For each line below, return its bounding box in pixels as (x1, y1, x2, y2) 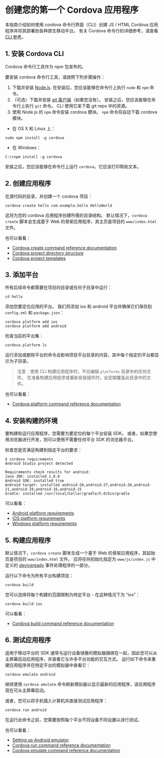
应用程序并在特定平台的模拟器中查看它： (9, 662, 91, 668)
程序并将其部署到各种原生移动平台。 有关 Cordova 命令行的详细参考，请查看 (5, 27, 159, 33)
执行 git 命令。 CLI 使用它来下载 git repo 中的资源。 (25, 103, 130, 108)
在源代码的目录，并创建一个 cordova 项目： (5, 193, 93, 199)
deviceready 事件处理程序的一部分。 (19, 562, 93, 568)
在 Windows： (12, 144, 41, 150)
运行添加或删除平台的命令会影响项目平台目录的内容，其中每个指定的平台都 (5, 352, 155, 358)
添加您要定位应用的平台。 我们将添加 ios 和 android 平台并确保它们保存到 (5, 304, 152, 310)
